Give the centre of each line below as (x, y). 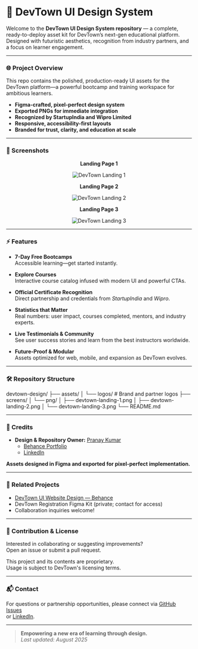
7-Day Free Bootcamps (43, 256)
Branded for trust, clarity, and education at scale (75, 130)
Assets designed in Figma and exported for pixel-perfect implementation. (98, 464)
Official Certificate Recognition (54, 292)
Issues (14, 610)
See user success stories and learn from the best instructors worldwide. (102, 340)
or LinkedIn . (21, 617)
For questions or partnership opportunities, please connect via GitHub (91, 604)
